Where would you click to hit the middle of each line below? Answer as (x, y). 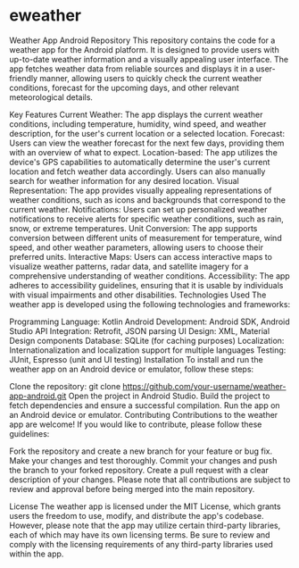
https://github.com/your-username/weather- (204, 386)
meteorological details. (51, 97)
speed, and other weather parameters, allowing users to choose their (136, 247)
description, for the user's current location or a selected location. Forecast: (147, 133)
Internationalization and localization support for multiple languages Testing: (148, 350)
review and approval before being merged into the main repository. (132, 489)
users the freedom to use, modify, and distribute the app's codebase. (137, 515)
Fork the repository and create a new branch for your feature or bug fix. (141, 451)
